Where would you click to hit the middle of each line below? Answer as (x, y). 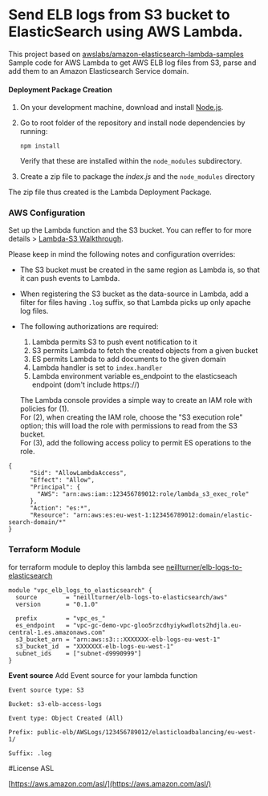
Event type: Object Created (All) (66, 718)
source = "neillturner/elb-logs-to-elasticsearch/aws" (122, 597)
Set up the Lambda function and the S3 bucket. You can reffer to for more (130, 230)
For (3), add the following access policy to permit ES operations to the (136, 443)
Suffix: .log (30, 753)
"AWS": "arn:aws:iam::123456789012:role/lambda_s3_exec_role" (143, 494)
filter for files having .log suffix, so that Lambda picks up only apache (135, 303)
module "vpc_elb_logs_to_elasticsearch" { (80, 590)
